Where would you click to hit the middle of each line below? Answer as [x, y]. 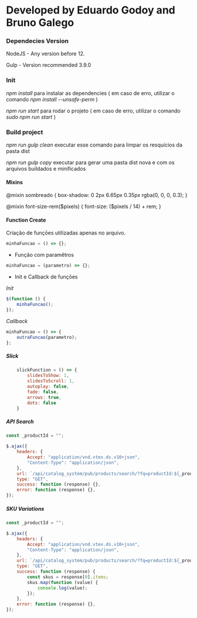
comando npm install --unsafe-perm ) [52, 99]
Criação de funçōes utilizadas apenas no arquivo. [66, 233]
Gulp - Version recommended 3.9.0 [49, 65]
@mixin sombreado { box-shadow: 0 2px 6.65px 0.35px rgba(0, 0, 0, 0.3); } [97, 195]
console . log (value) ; [62, 588]
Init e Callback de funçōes [46, 277]
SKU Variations [25, 508]
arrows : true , [44, 397]
